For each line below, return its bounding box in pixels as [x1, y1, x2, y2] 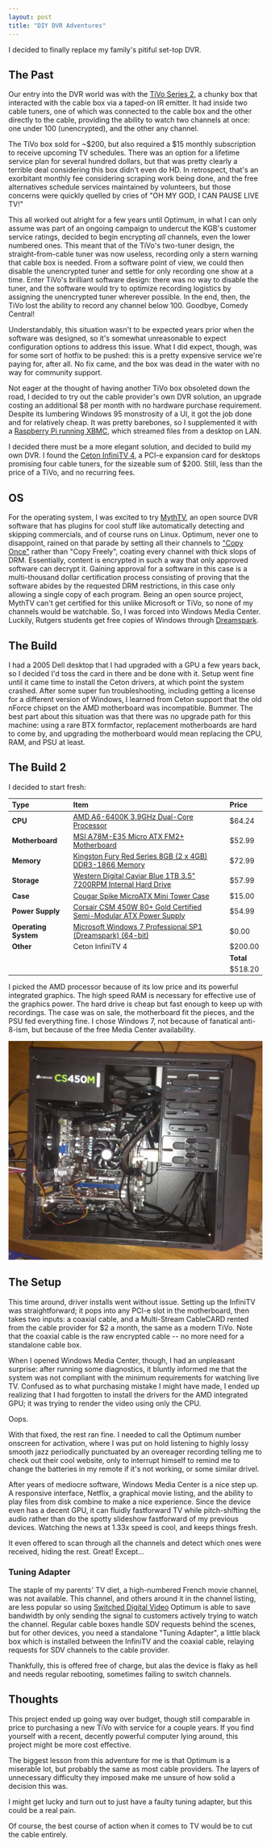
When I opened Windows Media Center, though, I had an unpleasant [8, 1356, 236, 1365]
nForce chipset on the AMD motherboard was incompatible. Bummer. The [8, 703, 253, 712]
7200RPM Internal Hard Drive [73, 880, 172, 889]
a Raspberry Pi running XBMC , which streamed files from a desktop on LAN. [8, 426, 262, 436]
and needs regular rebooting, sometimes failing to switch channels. [8, 1669, 232, 1678]
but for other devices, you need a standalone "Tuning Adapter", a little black [8, 1628, 261, 1637]
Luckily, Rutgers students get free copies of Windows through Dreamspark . [8, 616, 260, 625]
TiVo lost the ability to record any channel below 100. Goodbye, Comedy [8, 301, 248, 311]
